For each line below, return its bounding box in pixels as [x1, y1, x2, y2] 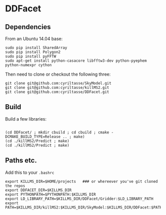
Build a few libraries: [5, 116, 47, 122]
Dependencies [5, 23, 51, 31]
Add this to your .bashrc [5, 169, 54, 175]
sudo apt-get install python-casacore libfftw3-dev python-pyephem [5, 58, 147, 63]
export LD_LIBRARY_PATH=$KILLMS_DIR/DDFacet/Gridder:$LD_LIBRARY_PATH [5, 196, 154, 201]
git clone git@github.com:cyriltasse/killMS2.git [5, 85, 110, 90]
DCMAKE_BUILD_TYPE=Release [5, 134, 61, 139]
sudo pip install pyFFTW [5, 54, 56, 59]
